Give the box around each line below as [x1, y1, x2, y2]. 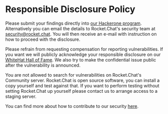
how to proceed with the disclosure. [5, 36, 81, 42]
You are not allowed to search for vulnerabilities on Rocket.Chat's [5, 72, 142, 78]
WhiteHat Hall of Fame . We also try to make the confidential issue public [5, 56, 156, 63]
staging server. [5, 93, 37, 99]
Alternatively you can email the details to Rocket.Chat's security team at [5, 25, 156, 31]
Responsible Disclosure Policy [5, 4, 136, 15]
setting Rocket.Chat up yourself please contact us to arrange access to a [5, 88, 158, 94]
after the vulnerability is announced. [5, 62, 81, 68]
